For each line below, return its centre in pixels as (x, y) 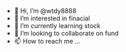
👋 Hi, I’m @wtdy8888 (45, 11)
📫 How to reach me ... (47, 41)
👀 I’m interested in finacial (52, 18)
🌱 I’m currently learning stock (57, 26)
